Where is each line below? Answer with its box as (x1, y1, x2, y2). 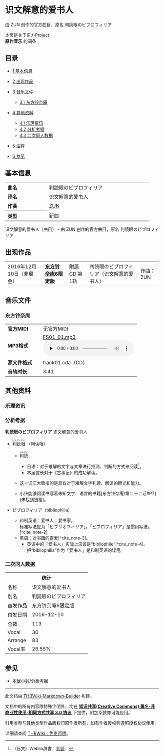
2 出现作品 (12, 78, 34, 84)
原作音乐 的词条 (5, 38, 37, 44)
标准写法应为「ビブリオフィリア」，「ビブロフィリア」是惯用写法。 (19, 523, 152, 529)
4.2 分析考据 (19, 126, 45, 132)
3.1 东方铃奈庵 (19, 99, 48, 105)
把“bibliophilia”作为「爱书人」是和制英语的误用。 (26, 547, 125, 553)
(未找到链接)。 (19, 496, 49, 502)
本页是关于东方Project (5, 32, 50, 38)
